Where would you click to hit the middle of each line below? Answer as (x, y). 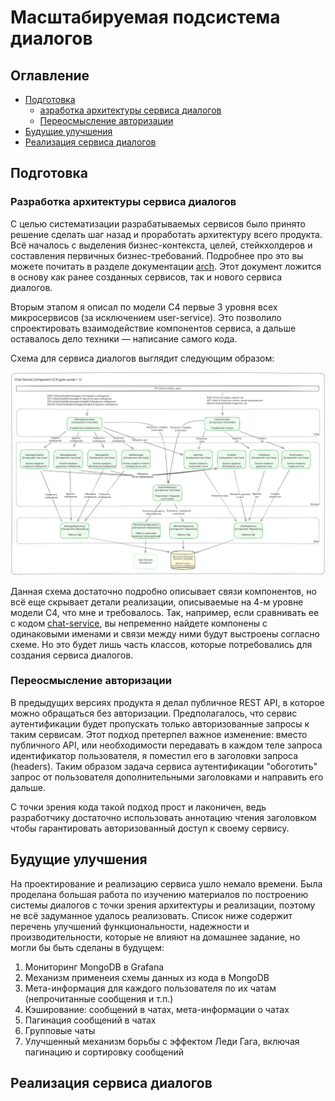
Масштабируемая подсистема (145, 17)
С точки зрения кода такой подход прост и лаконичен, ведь (138, 807)
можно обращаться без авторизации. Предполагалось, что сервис (154, 713)
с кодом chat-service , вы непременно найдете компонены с (139, 623)
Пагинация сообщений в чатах (90, 1020)
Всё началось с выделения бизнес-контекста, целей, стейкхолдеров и (161, 245)
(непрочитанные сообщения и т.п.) (99, 998)
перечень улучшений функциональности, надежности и (130, 926)
